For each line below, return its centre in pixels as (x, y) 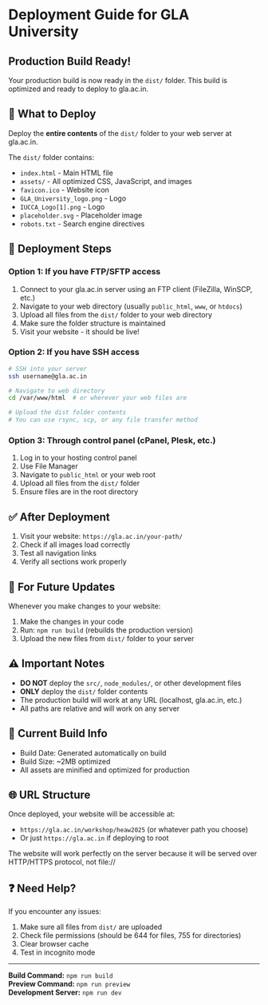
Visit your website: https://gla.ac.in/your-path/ (101, 536)
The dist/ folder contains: (51, 157)
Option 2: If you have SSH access (74, 352)
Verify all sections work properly (73, 562)
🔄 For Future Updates (62, 586)
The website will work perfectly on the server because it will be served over (133, 854)
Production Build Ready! (70, 61)
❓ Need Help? (42, 888)
